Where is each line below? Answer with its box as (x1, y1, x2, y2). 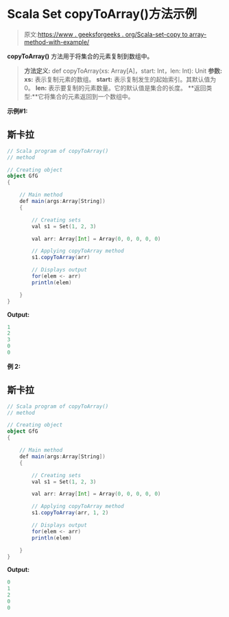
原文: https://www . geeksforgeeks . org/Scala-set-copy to (23, 30, 189, 38)
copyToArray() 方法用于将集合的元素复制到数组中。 (7, 52, 154, 60)
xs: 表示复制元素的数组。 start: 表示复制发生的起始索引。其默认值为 (23, 75, 217, 83)
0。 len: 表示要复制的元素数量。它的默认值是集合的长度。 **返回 (23, 84, 207, 92)
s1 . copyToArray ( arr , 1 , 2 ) (32, 509, 109, 516)
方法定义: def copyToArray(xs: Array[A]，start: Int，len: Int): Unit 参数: (23, 66, 223, 75)
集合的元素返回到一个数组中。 (49, 92, 134, 100)
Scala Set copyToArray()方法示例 (7, 6, 197, 22)
